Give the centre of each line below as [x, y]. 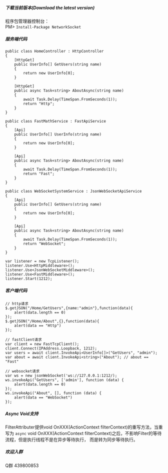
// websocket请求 [22, 371]
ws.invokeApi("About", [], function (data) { [53, 393]
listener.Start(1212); [29, 278]
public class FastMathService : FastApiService [56, 121]
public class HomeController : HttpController [54, 51]
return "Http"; [39, 103]
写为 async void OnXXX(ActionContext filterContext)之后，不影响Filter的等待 [83, 433]
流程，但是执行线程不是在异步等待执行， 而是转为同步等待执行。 [71, 439]
